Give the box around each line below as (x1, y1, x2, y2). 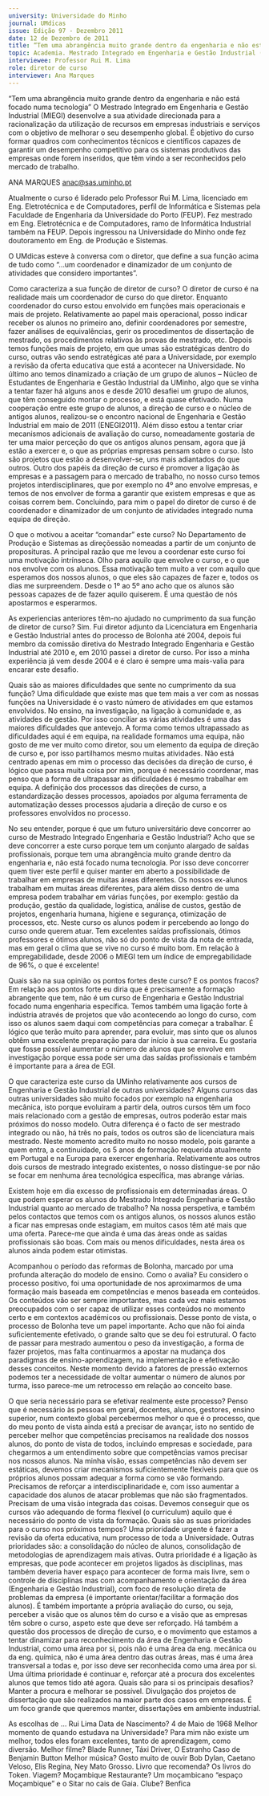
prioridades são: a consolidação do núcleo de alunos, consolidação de (8, 1541, 242, 1550)
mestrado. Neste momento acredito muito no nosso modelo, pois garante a (8, 1136, 256, 1146)
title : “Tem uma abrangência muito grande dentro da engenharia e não (8, 42, 249, 50)
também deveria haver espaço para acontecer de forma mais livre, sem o (8, 1566, 251, 1576)
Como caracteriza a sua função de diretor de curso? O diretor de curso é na (8, 283, 259, 293)
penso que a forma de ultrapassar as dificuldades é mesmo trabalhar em (8, 774, 248, 784)
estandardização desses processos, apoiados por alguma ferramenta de (8, 791, 248, 800)
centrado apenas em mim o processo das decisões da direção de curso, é (8, 756, 254, 767)
